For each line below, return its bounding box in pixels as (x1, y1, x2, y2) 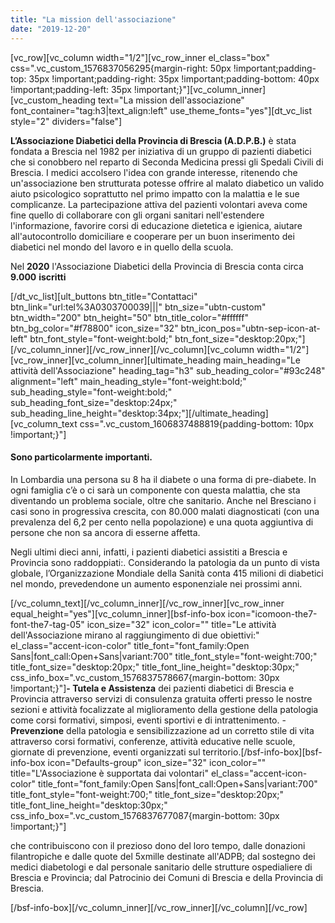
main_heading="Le (223, 354, 302, 366)
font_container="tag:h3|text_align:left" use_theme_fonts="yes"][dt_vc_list (10, 104, 313, 116)
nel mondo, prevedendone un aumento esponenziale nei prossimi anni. (10, 577, 303, 590)
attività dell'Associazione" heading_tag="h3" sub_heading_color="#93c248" (10, 364, 326, 376)
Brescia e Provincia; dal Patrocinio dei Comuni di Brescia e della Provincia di (10, 871, 323, 883)
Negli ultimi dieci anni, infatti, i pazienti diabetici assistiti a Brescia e (10, 546, 288, 558)
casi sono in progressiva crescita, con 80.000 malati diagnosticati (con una (10, 505, 320, 517)
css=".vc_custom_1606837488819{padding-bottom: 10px (79, 417, 314, 430)
